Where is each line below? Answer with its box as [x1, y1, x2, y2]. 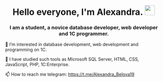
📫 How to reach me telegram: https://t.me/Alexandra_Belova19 [5, 72, 135, 78]
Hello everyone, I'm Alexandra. [12, 6, 143, 18]
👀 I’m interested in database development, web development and [5, 41, 139, 47]
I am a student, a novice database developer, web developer [9, 24, 158, 31]
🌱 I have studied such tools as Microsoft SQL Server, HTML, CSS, [5, 56, 140, 62]
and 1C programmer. [58, 30, 109, 37]
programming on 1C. [5, 47, 47, 53]
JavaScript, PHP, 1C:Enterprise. [5, 62, 70, 68]
